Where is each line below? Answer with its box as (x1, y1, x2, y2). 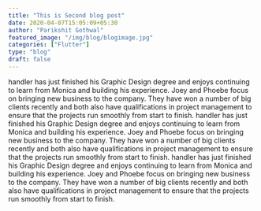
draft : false (8, 56, 51, 64)
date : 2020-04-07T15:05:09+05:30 (8, 19, 118, 27)
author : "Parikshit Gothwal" (8, 26, 104, 34)
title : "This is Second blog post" (8, 11, 125, 20)
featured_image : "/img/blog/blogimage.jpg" (8, 33, 154, 42)
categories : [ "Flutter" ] (8, 41, 90, 49)
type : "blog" (8, 48, 51, 56)
